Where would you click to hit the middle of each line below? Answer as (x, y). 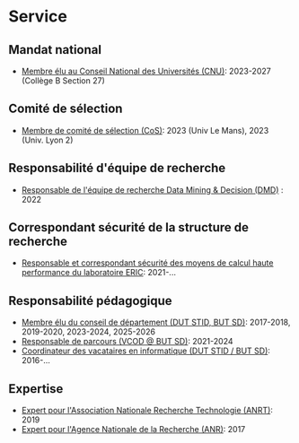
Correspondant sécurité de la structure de (128, 227)
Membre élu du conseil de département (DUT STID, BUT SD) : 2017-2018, (156, 322)
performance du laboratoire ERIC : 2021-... (99, 273)
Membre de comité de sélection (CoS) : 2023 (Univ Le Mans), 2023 (145, 130)
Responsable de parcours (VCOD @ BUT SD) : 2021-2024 (128, 342)
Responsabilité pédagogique (90, 301)
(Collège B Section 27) (63, 81)
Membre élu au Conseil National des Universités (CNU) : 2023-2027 (146, 71)
